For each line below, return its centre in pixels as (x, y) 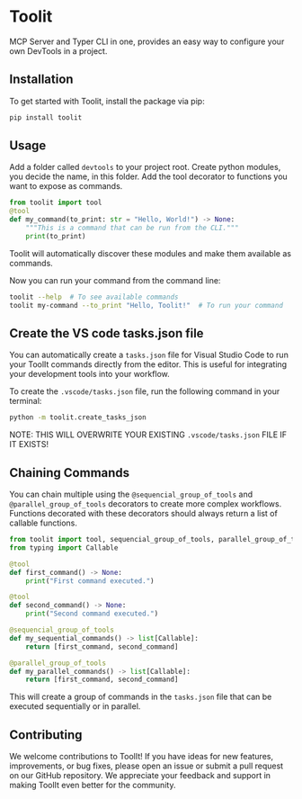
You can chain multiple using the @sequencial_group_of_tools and (131, 494)
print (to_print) (56, 236)
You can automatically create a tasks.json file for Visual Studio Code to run (149, 355)
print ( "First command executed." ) (90, 581)
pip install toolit (46, 117)
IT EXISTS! (29, 444)
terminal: (26, 401)
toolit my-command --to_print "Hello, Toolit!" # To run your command (146, 305)
